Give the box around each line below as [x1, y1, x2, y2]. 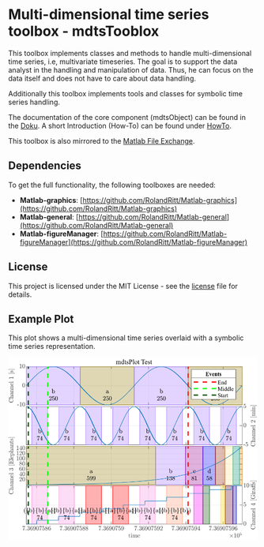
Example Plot [8, 312, 74, 325]
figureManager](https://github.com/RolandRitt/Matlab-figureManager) [19, 237, 247, 246]
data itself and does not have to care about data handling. [8, 73, 196, 83]
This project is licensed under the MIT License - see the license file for [8, 281, 239, 290]
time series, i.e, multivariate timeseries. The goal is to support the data [8, 57, 238, 66]
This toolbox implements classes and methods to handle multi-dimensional [8, 48, 252, 58]
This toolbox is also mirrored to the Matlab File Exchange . [8, 136, 195, 145]
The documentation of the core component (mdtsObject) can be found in [8, 112, 247, 122]
